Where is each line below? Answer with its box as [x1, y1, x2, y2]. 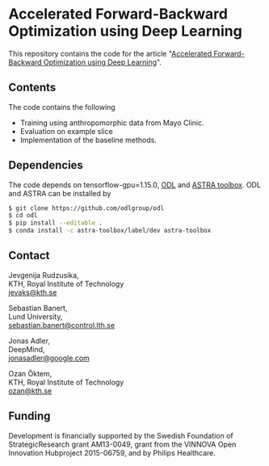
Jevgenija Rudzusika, [8, 270, 79, 279]
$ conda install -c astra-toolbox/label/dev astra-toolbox [8, 227, 212, 235]
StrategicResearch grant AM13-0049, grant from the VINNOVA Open [8, 439, 237, 449]
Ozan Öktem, [8, 368, 53, 378]
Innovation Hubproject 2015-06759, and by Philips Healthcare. [8, 447, 216, 457]
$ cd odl [8, 212, 38, 220]
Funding [8, 409, 51, 423]
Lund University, [8, 312, 63, 321]
